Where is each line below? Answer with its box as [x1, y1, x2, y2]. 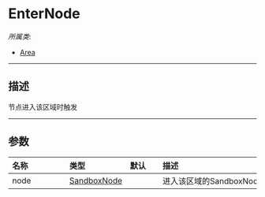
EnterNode [8, 5, 80, 23]
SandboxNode [69, 175, 123, 186]
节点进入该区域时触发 [8, 102, 77, 111]
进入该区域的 [162, 175, 211, 186]
